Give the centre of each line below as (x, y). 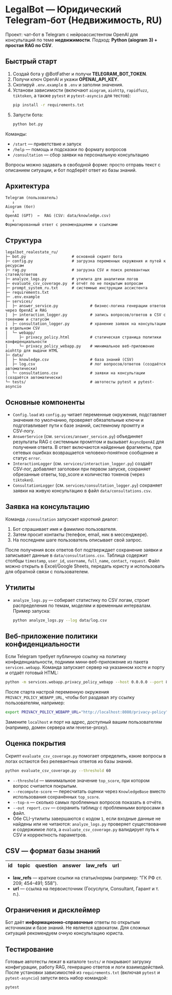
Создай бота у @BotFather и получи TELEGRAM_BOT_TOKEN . (80, 74)
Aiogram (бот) (20, 207)
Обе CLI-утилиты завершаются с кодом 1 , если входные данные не (87, 818)
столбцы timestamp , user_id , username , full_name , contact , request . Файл (82, 560)
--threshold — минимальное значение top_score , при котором (81, 780)
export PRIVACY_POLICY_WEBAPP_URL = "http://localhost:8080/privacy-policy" (87, 712)
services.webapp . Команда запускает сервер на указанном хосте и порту (85, 667)
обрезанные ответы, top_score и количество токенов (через (79, 474)
